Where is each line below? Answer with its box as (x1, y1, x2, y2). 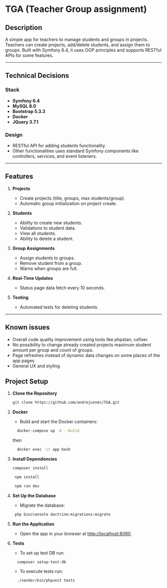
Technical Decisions (5, 71, 70, 80)
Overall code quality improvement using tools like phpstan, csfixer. (12, 336, 149, 342)
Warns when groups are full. (19, 265, 78, 271)
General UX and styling (12, 362, 60, 369)
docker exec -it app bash (17, 447, 71, 452)
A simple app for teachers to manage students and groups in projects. (5, 36, 149, 42)
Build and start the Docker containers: (19, 419, 98, 425)
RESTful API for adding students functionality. (12, 142, 106, 148)
